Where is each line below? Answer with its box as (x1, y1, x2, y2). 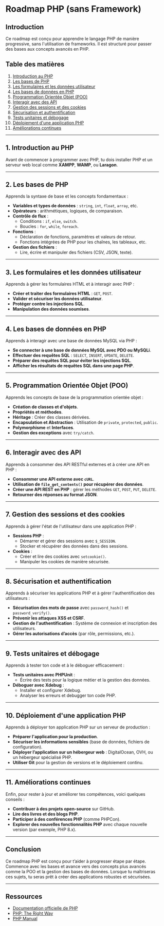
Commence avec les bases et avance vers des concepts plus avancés (5, 863, 146, 869)
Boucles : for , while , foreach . (19, 223, 79, 230)
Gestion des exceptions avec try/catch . (12, 430, 94, 435)
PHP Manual (12, 916, 38, 922)
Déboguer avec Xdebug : (12, 682, 64, 688)
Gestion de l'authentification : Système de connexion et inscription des (12, 620, 157, 626)
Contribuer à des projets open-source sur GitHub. (12, 806, 115, 811)
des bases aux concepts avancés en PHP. (5, 46, 90, 52)
